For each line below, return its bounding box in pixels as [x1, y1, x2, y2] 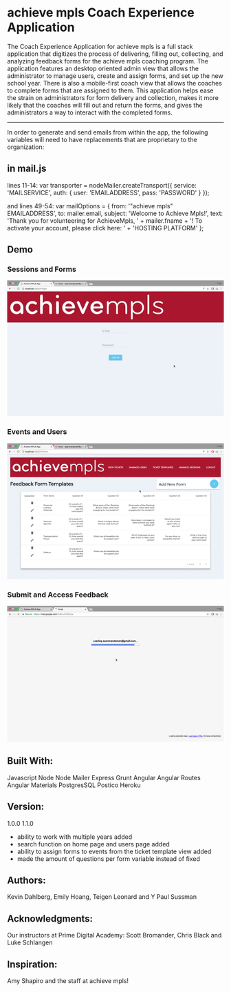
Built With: [7, 755, 54, 767]
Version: [7, 801, 45, 813]
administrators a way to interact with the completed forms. [7, 108, 173, 117]
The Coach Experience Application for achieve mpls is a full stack [7, 42, 193, 50]
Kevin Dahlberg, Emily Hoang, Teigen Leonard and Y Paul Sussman [7, 893, 197, 901]
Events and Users [7, 427, 67, 437]
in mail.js [7, 163, 47, 175]
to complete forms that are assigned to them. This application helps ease [7, 86, 214, 95]
